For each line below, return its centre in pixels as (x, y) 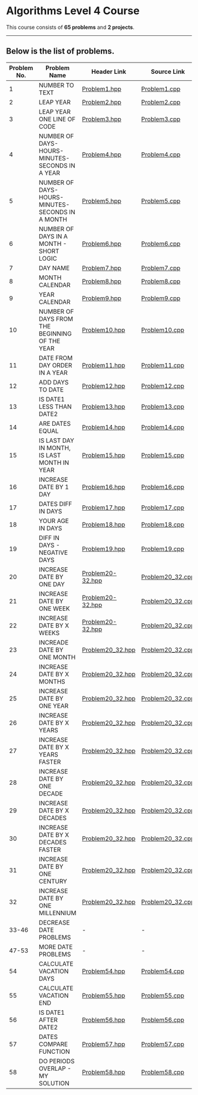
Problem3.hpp (102, 119)
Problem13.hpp (104, 406)
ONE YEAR (54, 706)
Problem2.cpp (161, 102)
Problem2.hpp (102, 102)
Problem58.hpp (104, 1072)
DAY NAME (54, 268)
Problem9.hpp (102, 298)
